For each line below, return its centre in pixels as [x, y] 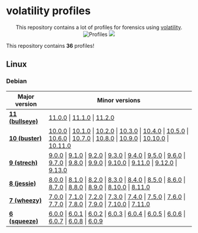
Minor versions [119, 100]
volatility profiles [49, 11]
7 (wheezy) [26, 200]
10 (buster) [26, 138]
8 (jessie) [23, 183]
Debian [16, 81]
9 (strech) [23, 163]
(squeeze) [24, 221]
